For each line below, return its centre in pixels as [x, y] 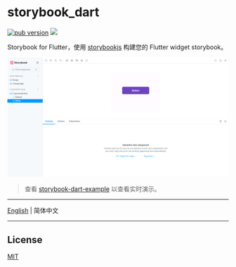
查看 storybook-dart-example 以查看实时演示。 [92, 189]
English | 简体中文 [33, 211]
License [25, 240]
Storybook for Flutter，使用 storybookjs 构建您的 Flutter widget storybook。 [117, 47]
